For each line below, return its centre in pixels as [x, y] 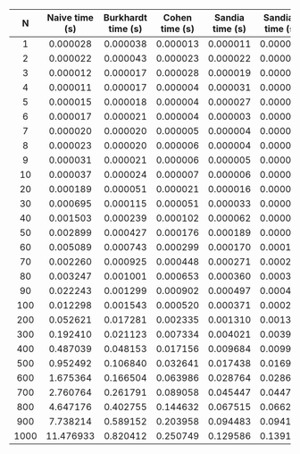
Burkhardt [125, 17]
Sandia [229, 17]
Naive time [70, 17]
